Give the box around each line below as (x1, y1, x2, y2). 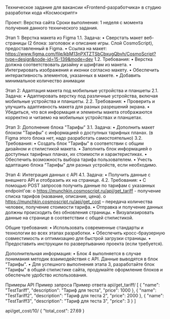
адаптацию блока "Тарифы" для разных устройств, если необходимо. (5, 162, 157, 168)
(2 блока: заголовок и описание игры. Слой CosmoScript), (27, 40, 154, 46)
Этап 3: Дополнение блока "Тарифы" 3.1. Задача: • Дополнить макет (5, 124, 155, 130)
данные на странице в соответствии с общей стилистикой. (5, 215, 133, 221)
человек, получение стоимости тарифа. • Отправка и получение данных (5, 204, 163, 210)
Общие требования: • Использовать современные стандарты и (5, 225, 144, 230)
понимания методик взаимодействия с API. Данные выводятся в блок (5, 256, 158, 262)
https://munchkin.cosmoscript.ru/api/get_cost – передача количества (5, 198, 153, 205)
